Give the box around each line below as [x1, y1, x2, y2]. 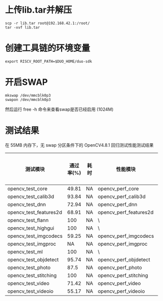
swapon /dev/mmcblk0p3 [5, 97, 51, 102]
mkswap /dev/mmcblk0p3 [5, 93, 51, 98]
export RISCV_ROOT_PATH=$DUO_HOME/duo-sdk [5, 59, 92, 64]
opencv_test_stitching [7, 272, 57, 279]
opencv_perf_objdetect [98, 256, 150, 263]
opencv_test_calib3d [7, 193, 54, 200]
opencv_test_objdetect [7, 256, 59, 263]
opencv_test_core [7, 185, 48, 192]
